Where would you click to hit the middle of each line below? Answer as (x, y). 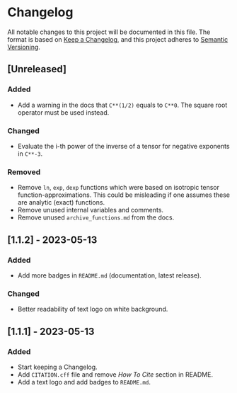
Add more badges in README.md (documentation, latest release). (109, 275)
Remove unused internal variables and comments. (91, 210)
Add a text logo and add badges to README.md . (84, 382)
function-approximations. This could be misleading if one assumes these (124, 195)
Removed (24, 172)
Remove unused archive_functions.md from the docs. (96, 217)
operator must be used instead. (63, 112)
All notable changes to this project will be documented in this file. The (109, 32)
